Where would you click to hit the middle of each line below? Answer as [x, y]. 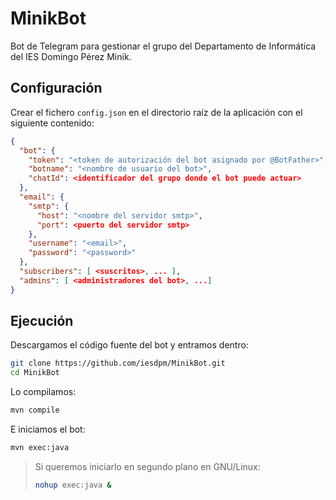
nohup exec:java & [73, 485]
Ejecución [42, 321]
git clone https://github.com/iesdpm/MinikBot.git [118, 363]
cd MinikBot [35, 373]
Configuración [56, 88]
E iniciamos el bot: [48, 429]
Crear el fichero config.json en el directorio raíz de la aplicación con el [156, 112]
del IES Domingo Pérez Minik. [71, 56]
